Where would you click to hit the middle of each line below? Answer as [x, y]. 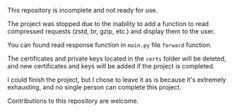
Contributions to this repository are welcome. [73, 101]
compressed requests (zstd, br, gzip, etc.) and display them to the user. [111, 31]
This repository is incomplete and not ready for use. [83, 10]
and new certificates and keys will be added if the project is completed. [111, 66]
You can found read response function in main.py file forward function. [109, 45]
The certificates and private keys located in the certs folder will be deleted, [117, 58]
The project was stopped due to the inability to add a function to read [108, 24]
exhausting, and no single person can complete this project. [94, 87]
